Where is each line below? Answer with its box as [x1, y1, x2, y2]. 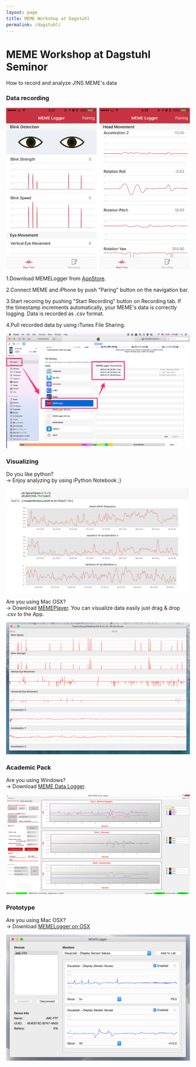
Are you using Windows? [6, 777, 66, 784]
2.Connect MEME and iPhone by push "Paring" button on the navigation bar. [6, 287, 190, 294]
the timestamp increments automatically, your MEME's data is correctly [6, 304, 177, 311]
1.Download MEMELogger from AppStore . [6, 275, 106, 282]
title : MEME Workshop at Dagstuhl [6, 15, 90, 22]
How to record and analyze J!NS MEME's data [6, 80, 117, 87]
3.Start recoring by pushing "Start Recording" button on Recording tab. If [6, 298, 181, 305]
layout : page [6, 9, 38, 15]
